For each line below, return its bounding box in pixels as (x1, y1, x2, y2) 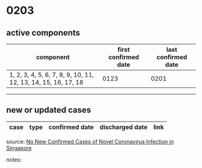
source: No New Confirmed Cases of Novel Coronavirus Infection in (6, 138, 174, 145)
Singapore (6, 144, 32, 151)
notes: (6, 156, 22, 163)
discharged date (99, 123, 148, 131)
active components (6, 28, 81, 38)
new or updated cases (6, 105, 91, 115)
